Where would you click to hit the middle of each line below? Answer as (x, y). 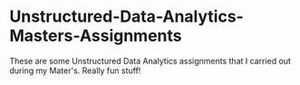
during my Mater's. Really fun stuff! (75, 71)
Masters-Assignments (96, 36)
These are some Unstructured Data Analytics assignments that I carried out (150, 61)
